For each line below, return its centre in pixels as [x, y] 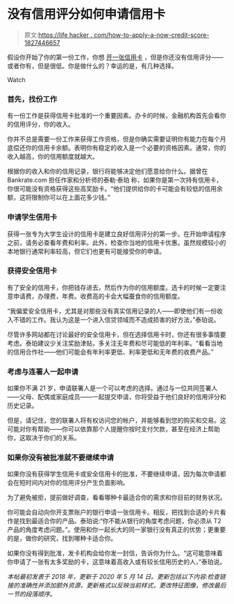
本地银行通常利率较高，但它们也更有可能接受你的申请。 [86, 251]
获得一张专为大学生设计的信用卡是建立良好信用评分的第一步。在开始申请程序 [117, 233]
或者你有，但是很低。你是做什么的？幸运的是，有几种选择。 [92, 65]
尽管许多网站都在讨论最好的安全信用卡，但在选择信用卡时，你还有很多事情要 [117, 334]
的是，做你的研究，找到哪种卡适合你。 [62, 539]
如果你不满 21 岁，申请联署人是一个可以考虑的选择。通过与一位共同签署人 [112, 388]
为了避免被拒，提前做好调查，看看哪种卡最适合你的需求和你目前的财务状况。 [117, 497]
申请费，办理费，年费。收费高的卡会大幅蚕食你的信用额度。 [98, 296]
